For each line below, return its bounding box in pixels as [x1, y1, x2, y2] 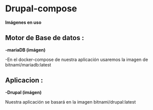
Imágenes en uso [5, 19, 41, 25]
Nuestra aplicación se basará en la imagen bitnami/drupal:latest [5, 99, 136, 105]
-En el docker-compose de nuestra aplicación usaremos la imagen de [5, 56, 149, 62]
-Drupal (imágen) [5, 89, 42, 95]
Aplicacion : [5, 76, 43, 85]
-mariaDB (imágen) [5, 47, 46, 53]
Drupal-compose [5, 3, 77, 14]
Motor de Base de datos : [5, 34, 84, 42]
